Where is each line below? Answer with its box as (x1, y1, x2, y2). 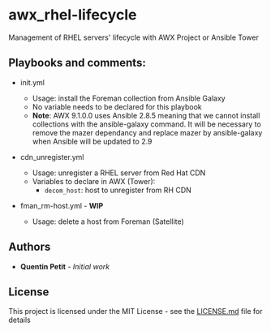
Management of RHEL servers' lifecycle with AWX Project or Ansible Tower (8, 32, 260, 42)
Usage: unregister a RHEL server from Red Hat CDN (32, 168, 206, 178)
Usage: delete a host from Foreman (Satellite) (32, 217, 184, 226)
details (8, 315, 31, 325)
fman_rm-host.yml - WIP (19, 200, 104, 210)
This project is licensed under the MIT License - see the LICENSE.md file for (8, 307, 263, 316)
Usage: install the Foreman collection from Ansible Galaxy (32, 93, 226, 103)
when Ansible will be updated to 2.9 (32, 136, 153, 146)
